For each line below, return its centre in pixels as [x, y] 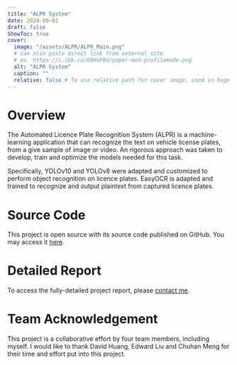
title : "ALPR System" [39, 14]
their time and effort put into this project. [67, 354]
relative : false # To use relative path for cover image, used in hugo [122, 80]
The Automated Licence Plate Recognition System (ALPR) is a [98, 135]
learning [20, 142]
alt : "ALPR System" [43, 67]
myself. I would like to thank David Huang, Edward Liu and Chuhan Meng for [118, 347]
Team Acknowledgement [83, 319]
